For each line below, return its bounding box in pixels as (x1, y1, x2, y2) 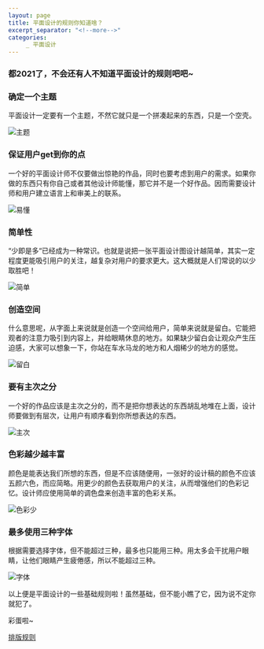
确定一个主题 (8, 91, 57, 102)
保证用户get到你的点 (8, 149, 86, 160)
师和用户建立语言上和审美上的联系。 (8, 188, 126, 198)
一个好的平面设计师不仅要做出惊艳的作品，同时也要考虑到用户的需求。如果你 (8, 169, 256, 178)
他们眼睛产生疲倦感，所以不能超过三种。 (28, 556, 159, 566)
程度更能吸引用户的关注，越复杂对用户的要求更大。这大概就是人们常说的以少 (8, 255, 256, 265)
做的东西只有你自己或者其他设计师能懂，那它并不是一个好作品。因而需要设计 (8, 178, 256, 187)
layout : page (8, 11, 51, 20)
